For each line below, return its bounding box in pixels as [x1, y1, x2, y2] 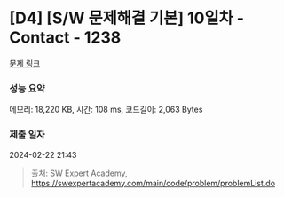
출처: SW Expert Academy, [30, 168, 128, 178]
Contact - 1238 [9, 28, 122, 48]
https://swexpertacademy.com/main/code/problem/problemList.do [30, 177, 276, 188]
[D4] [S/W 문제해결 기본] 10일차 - [9, 8, 245, 28]
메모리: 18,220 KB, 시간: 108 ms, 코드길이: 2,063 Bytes [9, 104, 203, 115]
